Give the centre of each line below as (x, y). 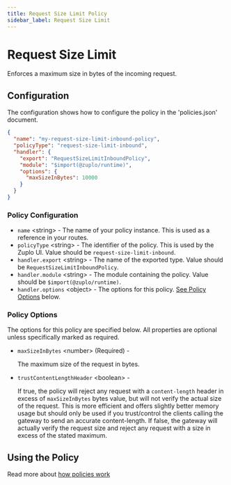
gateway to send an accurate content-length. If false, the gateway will (117, 421)
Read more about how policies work (59, 475)
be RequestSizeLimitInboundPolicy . (68, 267)
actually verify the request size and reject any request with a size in (114, 428)
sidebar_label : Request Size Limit (59, 20)
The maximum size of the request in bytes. (79, 364)
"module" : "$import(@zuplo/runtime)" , (76, 165)
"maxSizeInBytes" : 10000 (62, 178)
